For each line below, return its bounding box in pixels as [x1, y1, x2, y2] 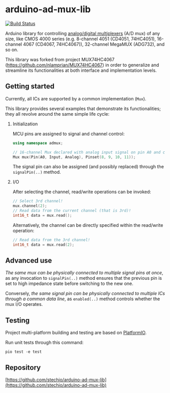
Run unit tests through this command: [5, 339, 84, 346]
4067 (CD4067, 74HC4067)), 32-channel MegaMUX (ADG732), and [23, 41, 165, 47]
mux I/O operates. [5, 301, 43, 307]
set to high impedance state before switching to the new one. [5, 280, 133, 286]
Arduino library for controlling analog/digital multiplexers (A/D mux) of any [5, 30, 160, 36]
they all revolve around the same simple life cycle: [5, 111, 110, 117]
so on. [5, 46, 19, 53]
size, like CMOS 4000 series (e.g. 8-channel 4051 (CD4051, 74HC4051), [5, 36, 156, 42]
